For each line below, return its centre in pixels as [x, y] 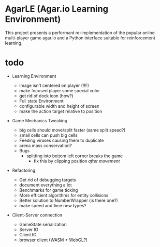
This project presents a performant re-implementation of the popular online [80, 33]
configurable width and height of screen [59, 106]
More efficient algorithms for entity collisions [64, 195]
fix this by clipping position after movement [77, 161]
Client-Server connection [37, 215]
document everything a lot [45, 185]
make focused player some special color [59, 90]
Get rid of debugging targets [48, 180]
